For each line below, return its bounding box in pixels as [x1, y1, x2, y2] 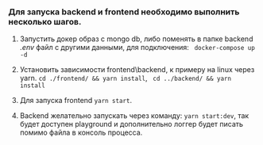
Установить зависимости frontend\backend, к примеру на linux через [19, 65, 255, 74]
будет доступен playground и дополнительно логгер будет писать [19, 120, 244, 129]
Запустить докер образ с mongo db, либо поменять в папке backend [19, 34, 253, 44]
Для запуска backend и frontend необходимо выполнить [8, 6, 240, 17]
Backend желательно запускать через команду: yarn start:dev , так [19, 111, 249, 120]
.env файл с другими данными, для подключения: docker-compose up [19, 43, 256, 52]
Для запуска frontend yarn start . [19, 96, 133, 105]
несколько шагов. [8, 16, 82, 27]
